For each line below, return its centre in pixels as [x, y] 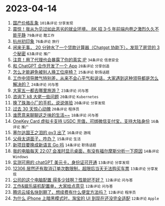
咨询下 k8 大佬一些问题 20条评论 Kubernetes [56, 96]
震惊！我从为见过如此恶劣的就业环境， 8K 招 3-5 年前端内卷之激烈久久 [84, 29]
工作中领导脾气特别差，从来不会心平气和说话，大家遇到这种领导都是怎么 [85, 78]
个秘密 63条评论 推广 [32, 53]
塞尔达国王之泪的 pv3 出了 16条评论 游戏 [52, 132]
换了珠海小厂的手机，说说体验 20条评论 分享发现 [59, 103]
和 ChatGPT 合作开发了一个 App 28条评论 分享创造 [61, 66]
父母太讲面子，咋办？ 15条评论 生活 [47, 139]
